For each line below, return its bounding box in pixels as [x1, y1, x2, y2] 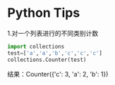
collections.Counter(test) [7, 56, 87, 63]
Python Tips [7, 5, 80, 21]
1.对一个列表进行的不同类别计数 [7, 29, 99, 37]
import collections [7, 43, 65, 50]
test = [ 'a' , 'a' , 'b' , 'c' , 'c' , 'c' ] [7, 49, 102, 57]
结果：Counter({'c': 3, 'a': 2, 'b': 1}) [7, 70, 109, 78]
